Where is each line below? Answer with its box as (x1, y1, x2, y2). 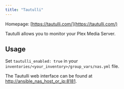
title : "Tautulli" (5, 7, 43, 12)
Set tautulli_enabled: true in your (5, 58, 78, 64)
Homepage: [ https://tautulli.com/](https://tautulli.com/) (5, 21, 118, 27)
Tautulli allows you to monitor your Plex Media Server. (5, 30, 116, 36)
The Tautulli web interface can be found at (5, 73, 92, 79)
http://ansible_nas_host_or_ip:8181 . (5, 78, 77, 85)
